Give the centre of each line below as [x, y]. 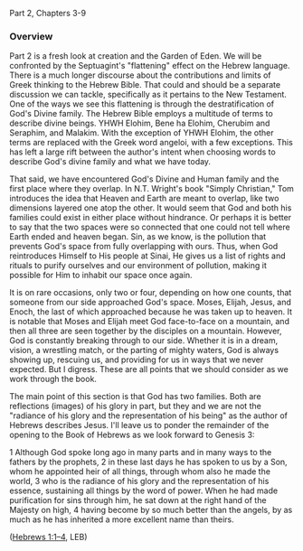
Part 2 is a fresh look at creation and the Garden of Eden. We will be [136, 56]
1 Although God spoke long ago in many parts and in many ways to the [141, 453]
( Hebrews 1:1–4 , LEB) [48, 537]
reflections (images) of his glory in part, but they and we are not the [136, 406]
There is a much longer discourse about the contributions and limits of [140, 75]
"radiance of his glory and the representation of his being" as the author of [148, 416]
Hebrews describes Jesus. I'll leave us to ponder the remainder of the [139, 425]
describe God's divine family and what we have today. [110, 162]
